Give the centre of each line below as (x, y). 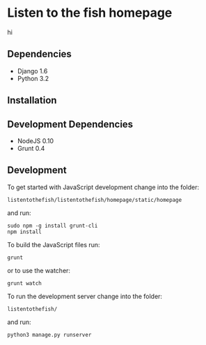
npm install (24, 232)
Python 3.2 (33, 78)
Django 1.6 (32, 71)
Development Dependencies (70, 124)
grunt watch (24, 283)
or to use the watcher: (39, 270)
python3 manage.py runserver (49, 335)
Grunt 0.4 (31, 148)
